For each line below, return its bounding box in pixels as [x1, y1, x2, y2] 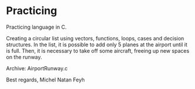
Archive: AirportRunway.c [6, 64, 68, 71]
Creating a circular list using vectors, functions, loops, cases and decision [6, 35, 184, 42]
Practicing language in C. [6, 23, 67, 30]
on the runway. [6, 53, 42, 60]
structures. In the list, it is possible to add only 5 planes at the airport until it [6, 41, 187, 48]
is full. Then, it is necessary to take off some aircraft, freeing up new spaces [6, 47, 190, 54]
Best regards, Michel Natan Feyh [6, 76, 85, 83]
